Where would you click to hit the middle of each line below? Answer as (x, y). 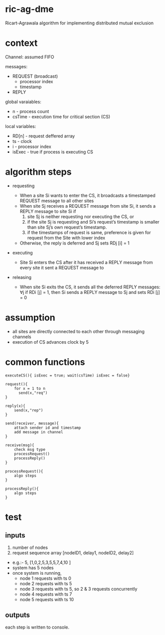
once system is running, (37, 573)
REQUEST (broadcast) (35, 76)
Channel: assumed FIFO (30, 57)
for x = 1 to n (30, 388)
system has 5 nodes (33, 568)
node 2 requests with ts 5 (46, 583)
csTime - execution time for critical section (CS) (61, 117)
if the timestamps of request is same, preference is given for (89, 232)
